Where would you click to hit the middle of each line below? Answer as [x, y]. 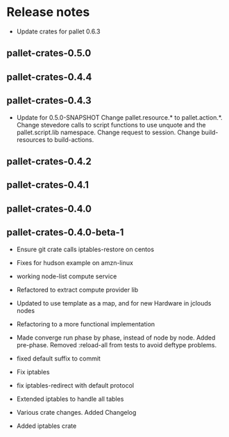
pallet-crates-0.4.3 [49, 101]
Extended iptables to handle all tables [70, 399]
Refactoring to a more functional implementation [86, 324]
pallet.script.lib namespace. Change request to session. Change [108, 132]
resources [31, 139]
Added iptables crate [46, 426]
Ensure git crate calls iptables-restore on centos [85, 249]
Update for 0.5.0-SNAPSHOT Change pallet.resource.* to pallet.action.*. [119, 117]
